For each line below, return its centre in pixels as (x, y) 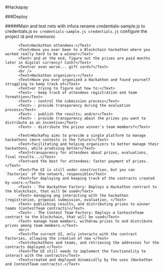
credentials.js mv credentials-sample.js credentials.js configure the (76, 31)
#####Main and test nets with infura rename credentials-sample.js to (75, 26)
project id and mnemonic (30, 37)
